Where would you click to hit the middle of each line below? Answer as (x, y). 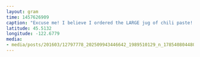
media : (14, 39)
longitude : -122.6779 (33, 34)
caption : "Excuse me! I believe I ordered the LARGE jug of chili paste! (100, 23)
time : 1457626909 (28, 17)
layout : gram (22, 12)
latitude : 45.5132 (29, 28)
